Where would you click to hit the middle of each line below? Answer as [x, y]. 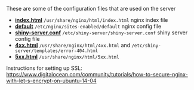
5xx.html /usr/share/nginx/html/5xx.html [67, 57]
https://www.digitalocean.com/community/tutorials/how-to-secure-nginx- [97, 74]
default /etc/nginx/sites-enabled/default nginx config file [88, 26]
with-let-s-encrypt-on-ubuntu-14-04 [51, 81]
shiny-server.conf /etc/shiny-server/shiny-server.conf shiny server [101, 33]
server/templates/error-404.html [56, 51]
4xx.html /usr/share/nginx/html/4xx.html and [72, 45]
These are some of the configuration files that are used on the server [91, 9]
